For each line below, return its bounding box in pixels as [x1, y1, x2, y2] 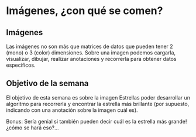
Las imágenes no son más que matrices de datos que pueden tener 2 [6, 43, 174, 50]
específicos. [6, 61, 36, 68]
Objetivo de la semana [6, 78, 89, 88]
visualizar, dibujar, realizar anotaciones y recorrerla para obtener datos [6, 56, 177, 62]
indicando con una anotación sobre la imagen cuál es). [6, 107, 139, 114]
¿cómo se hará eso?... [6, 124, 60, 131]
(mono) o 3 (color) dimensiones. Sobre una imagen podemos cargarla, [6, 49, 176, 56]
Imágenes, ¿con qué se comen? [6, 4, 163, 18]
